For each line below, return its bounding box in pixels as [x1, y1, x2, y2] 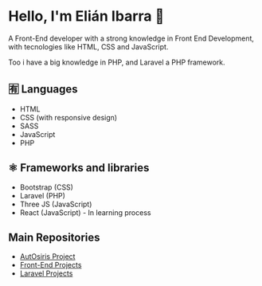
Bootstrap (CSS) [19, 182, 74, 192]
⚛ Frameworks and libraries [8, 161, 150, 174]
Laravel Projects [19, 268, 73, 278]
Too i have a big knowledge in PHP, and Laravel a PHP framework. [8, 57, 225, 67]
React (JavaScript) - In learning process [19, 207, 151, 217]
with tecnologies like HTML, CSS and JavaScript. [8, 41, 169, 51]
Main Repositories [8, 230, 101, 244]
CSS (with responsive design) [19, 112, 118, 122]
